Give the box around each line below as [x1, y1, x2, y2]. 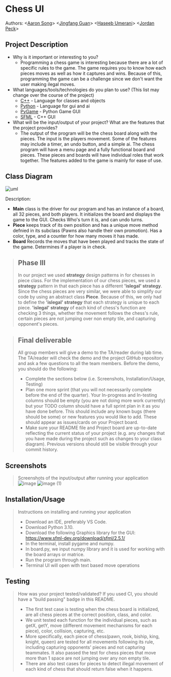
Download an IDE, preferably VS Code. [25, 518, 107, 525]
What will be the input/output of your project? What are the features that [12, 119, 165, 125]
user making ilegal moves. [20, 81, 76, 87]
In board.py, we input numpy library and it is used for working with [25, 546, 165, 552]
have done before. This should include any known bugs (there [25, 408, 156, 415]
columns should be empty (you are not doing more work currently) [25, 397, 166, 404]
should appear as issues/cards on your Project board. [25, 419, 139, 426]
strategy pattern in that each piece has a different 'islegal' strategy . [17, 283, 162, 289]
